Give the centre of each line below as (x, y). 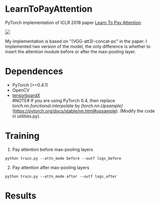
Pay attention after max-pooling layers (51, 167)
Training (23, 136)
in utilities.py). (26, 116)
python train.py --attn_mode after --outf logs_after (61, 176)
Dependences (34, 71)
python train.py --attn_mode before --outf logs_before (63, 158)
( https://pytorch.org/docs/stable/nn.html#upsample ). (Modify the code (83, 111)
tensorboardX (26, 95)
